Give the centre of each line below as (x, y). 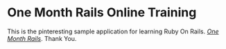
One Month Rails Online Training (102, 13)
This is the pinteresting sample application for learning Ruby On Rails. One (113, 31)
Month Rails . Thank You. (42, 38)
